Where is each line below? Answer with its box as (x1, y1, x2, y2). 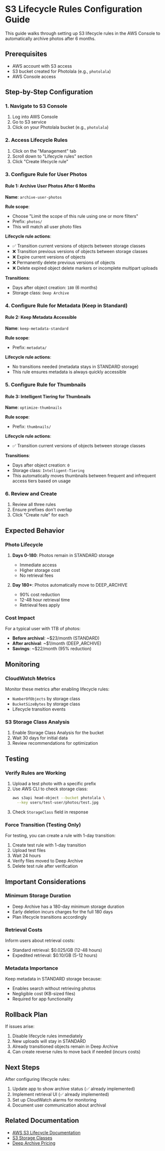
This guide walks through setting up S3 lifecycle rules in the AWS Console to (5, 30, 161, 36)
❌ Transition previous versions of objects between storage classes (12, 248, 148, 254)
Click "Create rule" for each (12, 512, 69, 518)
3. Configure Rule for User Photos (5, 171, 87, 177)
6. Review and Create (5, 490, 57, 497)
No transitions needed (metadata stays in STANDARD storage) (12, 363, 139, 369)
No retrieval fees (19, 572, 54, 579)
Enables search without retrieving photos (12, 985, 96, 991)
